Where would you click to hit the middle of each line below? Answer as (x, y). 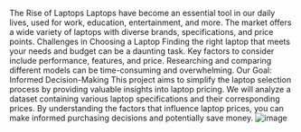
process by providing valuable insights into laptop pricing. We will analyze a (150, 89)
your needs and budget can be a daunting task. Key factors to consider (142, 51)
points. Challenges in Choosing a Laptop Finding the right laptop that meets (150, 41)
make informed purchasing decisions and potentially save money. (132, 118)
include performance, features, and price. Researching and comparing (141, 61)
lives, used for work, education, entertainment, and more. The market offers (150, 22)
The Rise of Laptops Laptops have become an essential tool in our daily (142, 13)
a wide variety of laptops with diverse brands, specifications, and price (141, 32)
